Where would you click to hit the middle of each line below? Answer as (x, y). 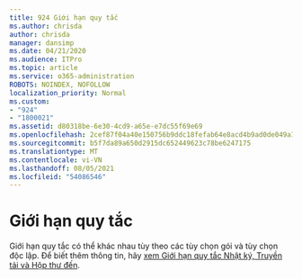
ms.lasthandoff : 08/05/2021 (62, 168)
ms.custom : (30, 101)
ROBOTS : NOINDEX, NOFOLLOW (60, 85)
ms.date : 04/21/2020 (48, 51)
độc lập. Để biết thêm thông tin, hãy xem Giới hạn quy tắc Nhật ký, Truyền (146, 256)
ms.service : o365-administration (72, 76)
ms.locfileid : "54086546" (58, 176)
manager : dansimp (42, 43)
